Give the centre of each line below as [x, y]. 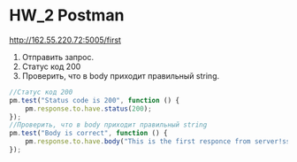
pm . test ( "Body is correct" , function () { [88, 134]
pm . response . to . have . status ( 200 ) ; [88, 108]
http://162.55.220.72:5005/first [65, 40]
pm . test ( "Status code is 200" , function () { [94, 100]
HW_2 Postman [67, 15]
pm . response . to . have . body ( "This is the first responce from [138, 142]
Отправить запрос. [58, 57]
